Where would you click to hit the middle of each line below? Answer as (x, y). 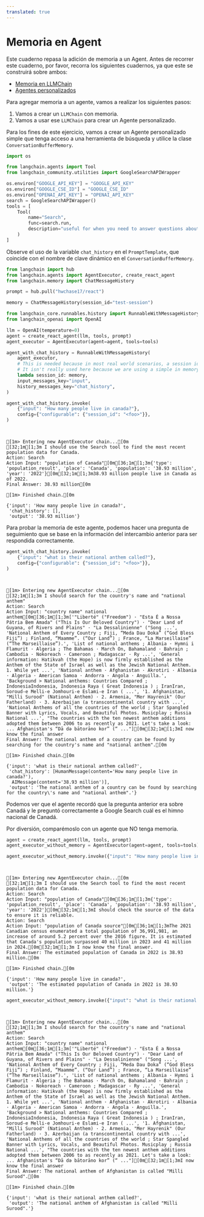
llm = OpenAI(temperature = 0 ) (43, 330)
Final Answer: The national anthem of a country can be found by (90, 739)
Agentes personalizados (46, 90)
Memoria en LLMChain (43, 83)
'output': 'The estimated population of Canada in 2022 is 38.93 (93, 985)
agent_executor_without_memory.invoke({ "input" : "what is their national (102, 1001)
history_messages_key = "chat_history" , (66, 386)
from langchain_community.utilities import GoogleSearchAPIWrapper (93, 173)
